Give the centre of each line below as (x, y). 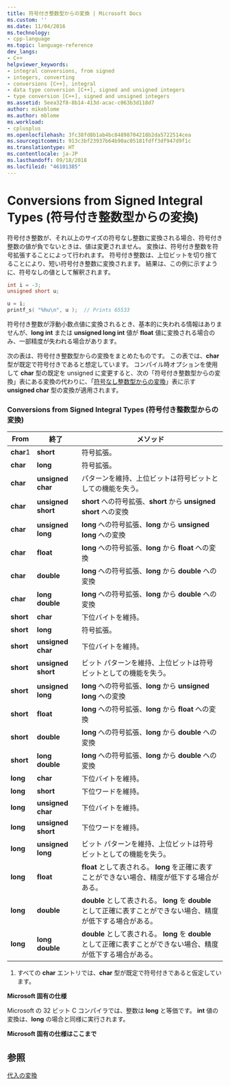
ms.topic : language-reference (50, 45)
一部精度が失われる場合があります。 (69, 341)
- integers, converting (41, 77)
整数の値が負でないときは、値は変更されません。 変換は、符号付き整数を (110, 246)
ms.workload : (26, 122)
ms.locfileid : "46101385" (44, 166)
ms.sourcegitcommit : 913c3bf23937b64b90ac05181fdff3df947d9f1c (99, 141)
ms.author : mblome (33, 115)
